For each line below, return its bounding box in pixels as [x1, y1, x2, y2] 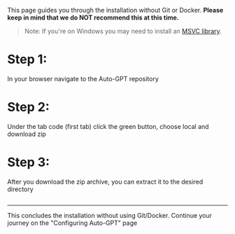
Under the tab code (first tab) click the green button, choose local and [7, 122, 209, 130]
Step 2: [7, 99, 50, 115]
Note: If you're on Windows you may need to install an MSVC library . [24, 27, 222, 35]
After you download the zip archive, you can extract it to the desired [7, 177, 204, 186]
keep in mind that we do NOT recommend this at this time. [7, 13, 180, 22]
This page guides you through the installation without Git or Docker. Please [7, 6, 224, 14]
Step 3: [7, 154, 50, 170]
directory [7, 185, 34, 193]
